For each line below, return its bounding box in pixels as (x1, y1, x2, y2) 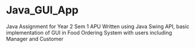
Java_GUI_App (6, 4, 79, 17)
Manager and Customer (6, 35, 63, 42)
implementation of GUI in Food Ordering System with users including (6, 29, 172, 36)
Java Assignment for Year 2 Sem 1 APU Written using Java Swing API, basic (6, 23, 190, 30)
